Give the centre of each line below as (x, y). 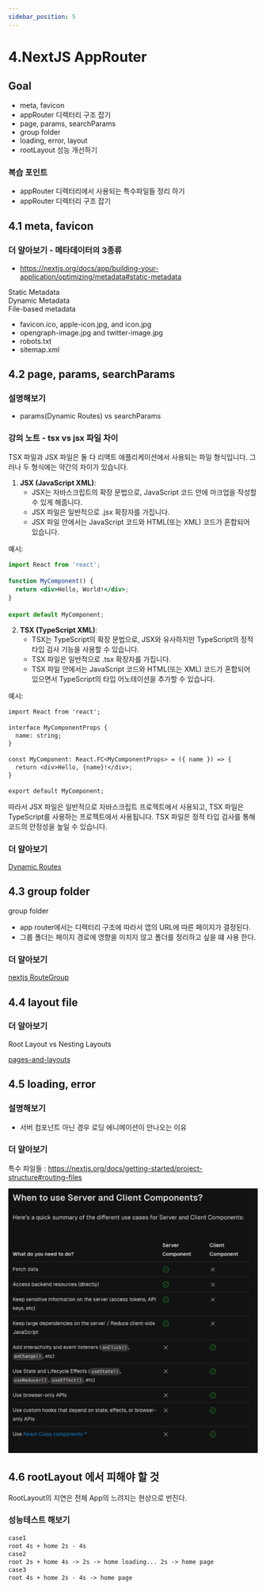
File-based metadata (42, 308)
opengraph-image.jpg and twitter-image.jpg (91, 332)
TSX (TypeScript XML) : (58, 629)
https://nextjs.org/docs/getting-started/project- (125, 1168)
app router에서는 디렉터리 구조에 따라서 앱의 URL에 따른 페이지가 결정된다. (135, 927)
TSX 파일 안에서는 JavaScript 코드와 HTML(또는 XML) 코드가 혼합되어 (141, 669)
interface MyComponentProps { (58, 728)
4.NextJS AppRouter (78, 57)
